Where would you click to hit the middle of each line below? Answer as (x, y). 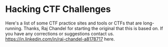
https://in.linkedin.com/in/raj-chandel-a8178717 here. (60, 39)
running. (14, 28)
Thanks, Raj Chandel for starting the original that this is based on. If (93, 28)
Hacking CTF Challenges (58, 9)
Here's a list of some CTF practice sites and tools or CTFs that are (74, 23)
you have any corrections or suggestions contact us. (60, 33)
